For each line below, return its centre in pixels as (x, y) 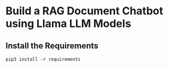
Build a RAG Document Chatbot (84, 11)
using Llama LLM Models (68, 24)
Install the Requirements (52, 46)
